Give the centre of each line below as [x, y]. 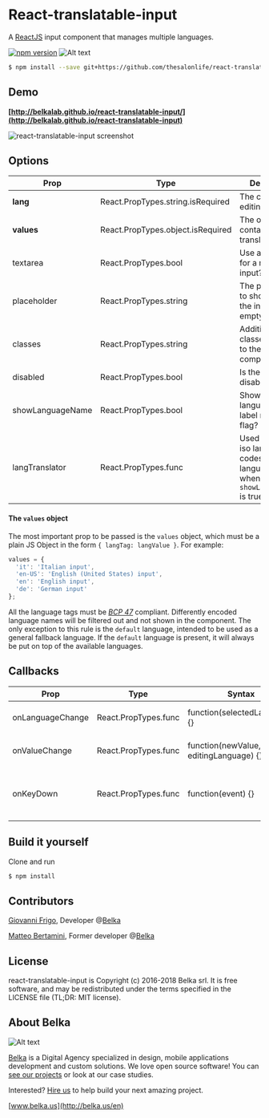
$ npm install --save [44, 67]
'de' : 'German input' [52, 589]
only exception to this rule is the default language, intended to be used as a [133, 629]
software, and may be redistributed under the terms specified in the [120, 989]
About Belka [40, 1023]
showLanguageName [52, 411]
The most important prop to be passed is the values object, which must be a [134, 536]
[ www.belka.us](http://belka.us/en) [66, 1105]
